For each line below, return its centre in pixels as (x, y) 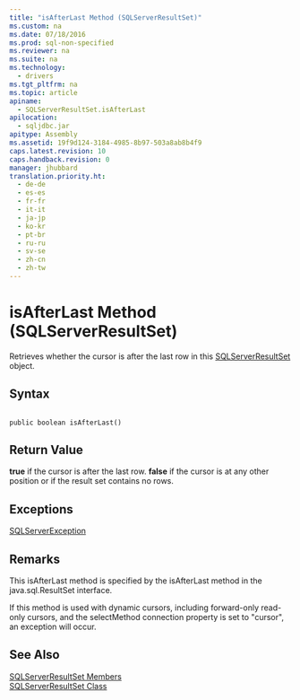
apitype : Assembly (43, 135)
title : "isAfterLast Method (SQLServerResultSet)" (106, 17)
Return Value (46, 450)
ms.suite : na (34, 59)
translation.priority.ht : (57, 176)
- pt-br (32, 234)
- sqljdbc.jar (43, 127)
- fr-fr (32, 201)
